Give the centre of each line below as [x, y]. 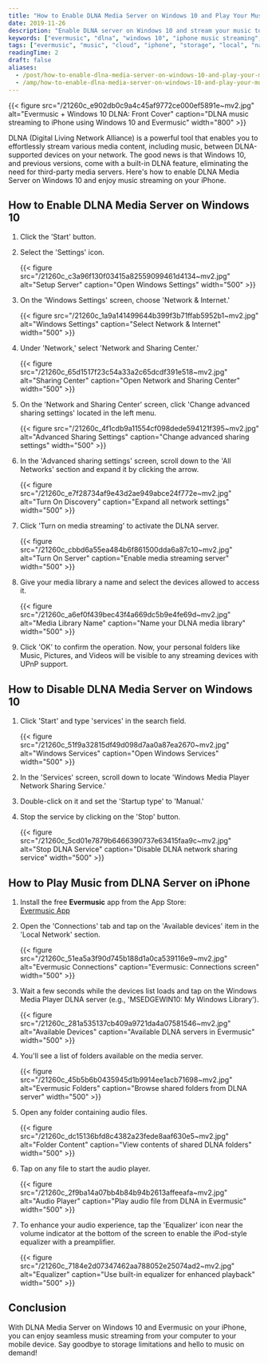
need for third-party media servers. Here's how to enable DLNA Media [124, 172]
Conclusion [37, 1308]
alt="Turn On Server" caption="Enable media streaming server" [124, 558]
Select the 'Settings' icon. [62, 252]
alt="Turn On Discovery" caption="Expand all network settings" [124, 502]
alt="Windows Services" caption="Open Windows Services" [119, 753]
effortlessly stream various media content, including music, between [121, 146]
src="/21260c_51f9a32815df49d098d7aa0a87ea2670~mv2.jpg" [124, 745]
